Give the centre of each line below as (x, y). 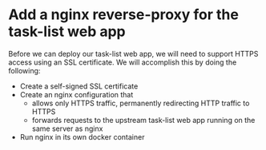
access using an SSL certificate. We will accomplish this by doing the (123, 62)
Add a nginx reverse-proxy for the (123, 15)
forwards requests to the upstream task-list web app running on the (143, 120)
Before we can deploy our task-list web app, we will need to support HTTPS (133, 53)
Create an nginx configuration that (77, 94)
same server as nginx (67, 128)
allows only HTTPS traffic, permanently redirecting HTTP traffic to (141, 103)
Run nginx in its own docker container (82, 136)
